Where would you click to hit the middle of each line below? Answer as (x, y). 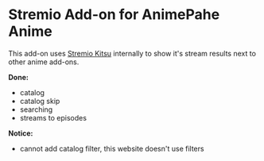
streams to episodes (53, 117)
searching (36, 109)
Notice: (21, 133)
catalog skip (40, 101)
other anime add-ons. (44, 62)
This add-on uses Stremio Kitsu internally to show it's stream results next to (132, 53)
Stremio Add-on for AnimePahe (114, 15)
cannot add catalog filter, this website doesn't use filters (112, 148)
